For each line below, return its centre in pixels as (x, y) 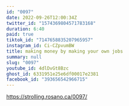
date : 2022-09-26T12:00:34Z (42, 18)
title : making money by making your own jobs (64, 51)
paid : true (20, 35)
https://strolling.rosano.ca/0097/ (47, 97)
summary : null (24, 57)
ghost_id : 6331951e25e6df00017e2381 (52, 74)
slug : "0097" (23, 62)
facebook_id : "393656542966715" (47, 79)
